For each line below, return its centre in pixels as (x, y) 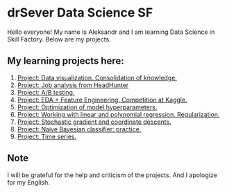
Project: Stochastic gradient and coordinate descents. (94, 122)
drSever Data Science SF (80, 13)
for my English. (28, 182)
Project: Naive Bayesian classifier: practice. (79, 129)
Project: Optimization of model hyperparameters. (87, 107)
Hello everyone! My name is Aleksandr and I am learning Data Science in (111, 32)
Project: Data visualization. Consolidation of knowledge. (97, 77)
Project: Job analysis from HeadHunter (73, 85)
